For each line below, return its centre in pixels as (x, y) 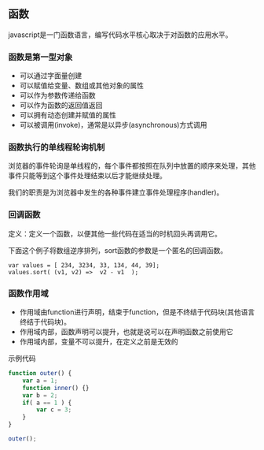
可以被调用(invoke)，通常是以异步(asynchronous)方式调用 (113, 125)
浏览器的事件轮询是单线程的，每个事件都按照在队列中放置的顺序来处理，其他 (132, 166)
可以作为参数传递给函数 (57, 95)
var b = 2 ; (40, 395)
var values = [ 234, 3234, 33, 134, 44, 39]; (84, 265)
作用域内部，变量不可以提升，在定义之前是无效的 (99, 342)
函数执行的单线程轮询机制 (57, 147)
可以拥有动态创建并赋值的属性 (68, 115)
